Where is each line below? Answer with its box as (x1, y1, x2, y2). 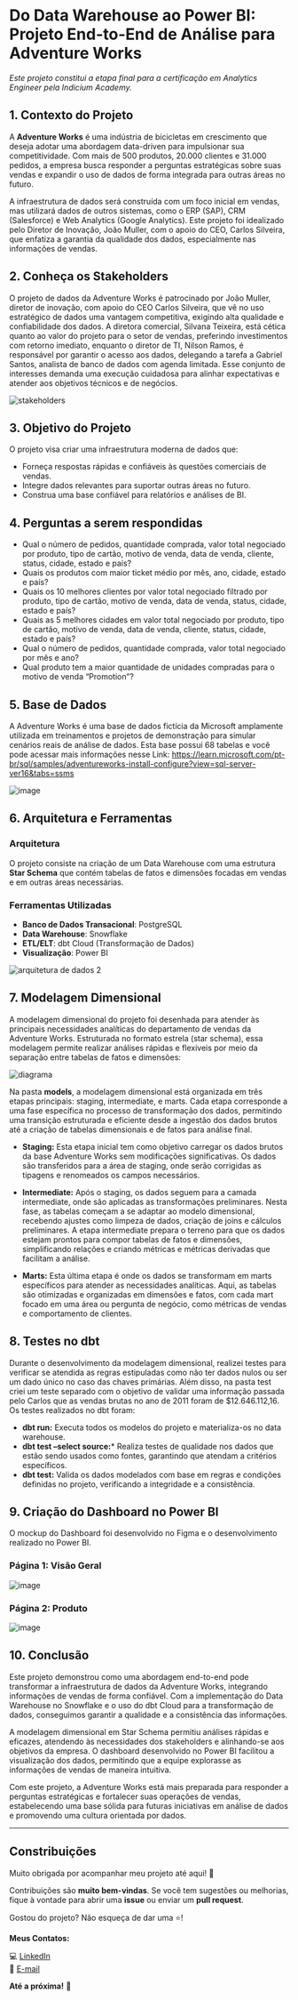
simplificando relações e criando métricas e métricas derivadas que (21, 1243, 271, 1254)
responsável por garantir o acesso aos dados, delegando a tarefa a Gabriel (9, 349, 283, 360)
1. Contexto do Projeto (9, 108, 134, 123)
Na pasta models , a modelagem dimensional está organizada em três (9, 1086, 263, 1096)
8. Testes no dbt (9, 1334, 100, 1349)
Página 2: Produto (9, 1602, 89, 1614)
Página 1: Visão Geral (9, 1560, 102, 1572)
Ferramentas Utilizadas (9, 899, 113, 912)
